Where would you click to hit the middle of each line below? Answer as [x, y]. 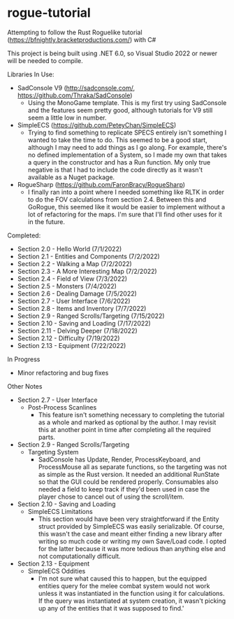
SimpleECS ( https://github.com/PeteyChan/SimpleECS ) [97, 125]
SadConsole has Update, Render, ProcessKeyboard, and [119, 459]
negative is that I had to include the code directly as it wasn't [115, 169]
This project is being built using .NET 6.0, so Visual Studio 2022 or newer [112, 53]
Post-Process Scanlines [62, 407]
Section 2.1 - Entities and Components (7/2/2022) [89, 256]
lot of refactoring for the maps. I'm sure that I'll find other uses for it [125, 214]
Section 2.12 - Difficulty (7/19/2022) [68, 338]
